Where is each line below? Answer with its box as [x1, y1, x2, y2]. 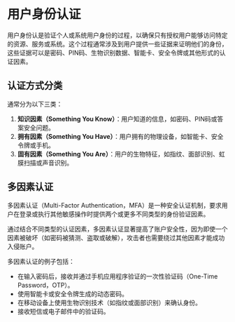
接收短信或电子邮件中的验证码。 [17, 307, 110, 316]
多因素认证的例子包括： [7, 257, 75, 265]
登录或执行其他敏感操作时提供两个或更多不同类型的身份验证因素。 [19, 210, 210, 218]
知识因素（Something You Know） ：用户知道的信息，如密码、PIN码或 [17, 114, 218, 123]
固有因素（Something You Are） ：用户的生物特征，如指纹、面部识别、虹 [17, 149, 225, 158]
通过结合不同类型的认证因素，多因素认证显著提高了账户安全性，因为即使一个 [7, 224, 228, 233]
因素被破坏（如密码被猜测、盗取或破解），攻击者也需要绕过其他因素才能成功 [7, 233, 225, 242]
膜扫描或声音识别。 [17, 159, 73, 167]
